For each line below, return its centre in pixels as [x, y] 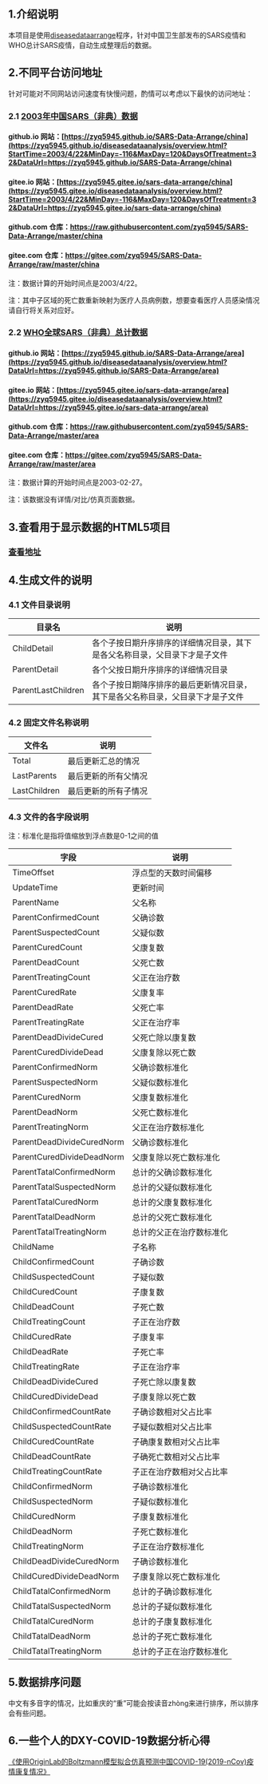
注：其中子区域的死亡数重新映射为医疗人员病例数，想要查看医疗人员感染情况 [134, 300]
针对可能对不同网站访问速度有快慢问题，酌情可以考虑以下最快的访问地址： [130, 93]
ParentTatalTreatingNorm [59, 1232]
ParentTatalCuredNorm [55, 1202]
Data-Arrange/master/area [54, 436]
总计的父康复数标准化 [172, 1203]
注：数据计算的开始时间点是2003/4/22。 [75, 283]
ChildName [33, 1247]
